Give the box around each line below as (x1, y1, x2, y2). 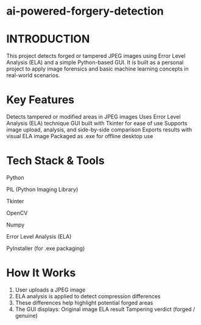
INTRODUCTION (6, 32, 90, 46)
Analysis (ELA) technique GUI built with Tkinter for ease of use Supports (6, 120, 188, 127)
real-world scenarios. (6, 72, 60, 79)
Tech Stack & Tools (6, 154, 105, 168)
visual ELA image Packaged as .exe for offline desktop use (6, 133, 153, 140)
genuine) (15, 312, 38, 319)
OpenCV (6, 209, 28, 217)
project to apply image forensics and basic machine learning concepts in (6, 65, 189, 72)
